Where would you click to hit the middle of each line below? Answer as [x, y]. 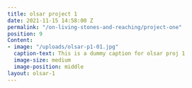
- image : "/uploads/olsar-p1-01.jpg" [63, 47]
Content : [20, 40]
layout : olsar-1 [31, 73]
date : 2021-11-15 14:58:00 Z [50, 21]
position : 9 [25, 34]
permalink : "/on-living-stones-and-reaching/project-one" [95, 27]
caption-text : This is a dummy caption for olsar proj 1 [100, 54]
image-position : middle [49, 67]
